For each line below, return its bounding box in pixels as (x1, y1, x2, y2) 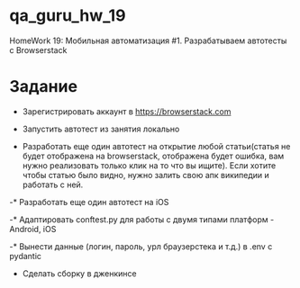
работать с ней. (22, 179, 84, 190)
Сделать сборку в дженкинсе (22, 267, 137, 279)
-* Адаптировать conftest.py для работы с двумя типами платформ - (9, 213, 275, 225)
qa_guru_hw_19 (9, 5, 126, 26)
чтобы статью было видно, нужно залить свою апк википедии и (22, 169, 270, 180)
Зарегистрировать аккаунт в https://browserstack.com (22, 105, 232, 117)
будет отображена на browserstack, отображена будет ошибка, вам (22, 150, 285, 161)
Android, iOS (9, 223, 57, 234)
